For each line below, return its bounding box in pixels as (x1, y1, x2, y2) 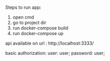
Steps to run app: (5, 5, 42, 10)
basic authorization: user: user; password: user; (5, 50, 105, 56)
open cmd (12, 14, 34, 20)
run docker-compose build (12, 25, 68, 31)
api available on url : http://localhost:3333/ (5, 40, 94, 46)
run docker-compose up (12, 30, 64, 36)
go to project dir (12, 20, 47, 25)
